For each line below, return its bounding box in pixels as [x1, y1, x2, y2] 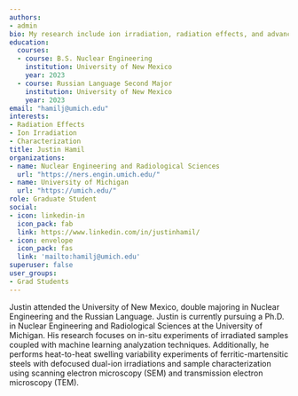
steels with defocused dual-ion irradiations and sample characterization [9, 358, 272, 368]
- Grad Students [9, 277, 69, 286]
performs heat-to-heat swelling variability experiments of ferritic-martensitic [9, 348, 289, 360]
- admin [9, 21, 38, 30]
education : [9, 37, 50, 47]
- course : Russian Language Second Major [17, 79, 173, 88]
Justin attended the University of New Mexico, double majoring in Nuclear [9, 301, 280, 312]
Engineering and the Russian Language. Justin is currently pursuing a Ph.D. [9, 311, 285, 321]
